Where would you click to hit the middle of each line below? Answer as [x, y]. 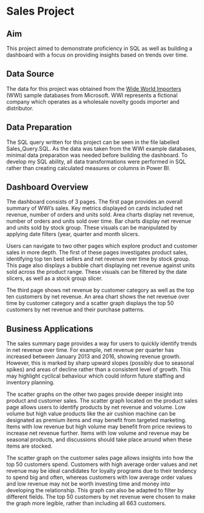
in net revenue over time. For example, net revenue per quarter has [90, 350]
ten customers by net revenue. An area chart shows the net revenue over [98, 296]
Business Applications [50, 328]
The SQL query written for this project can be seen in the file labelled [93, 142]
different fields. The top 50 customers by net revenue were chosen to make [101, 497]
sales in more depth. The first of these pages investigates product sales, [97, 253]
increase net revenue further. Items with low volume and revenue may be [98, 433]
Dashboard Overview [47, 187]
